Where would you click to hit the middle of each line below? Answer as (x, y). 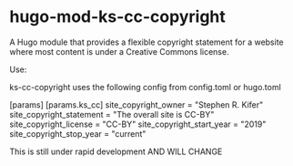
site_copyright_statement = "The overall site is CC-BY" (112, 114)
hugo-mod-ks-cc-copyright (117, 17)
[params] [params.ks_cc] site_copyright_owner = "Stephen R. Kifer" (136, 104)
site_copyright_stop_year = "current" (78, 133)
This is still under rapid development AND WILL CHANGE (116, 151)
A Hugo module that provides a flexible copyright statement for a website (146, 42)
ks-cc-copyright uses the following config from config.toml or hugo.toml (146, 87)
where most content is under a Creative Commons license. (119, 51)
